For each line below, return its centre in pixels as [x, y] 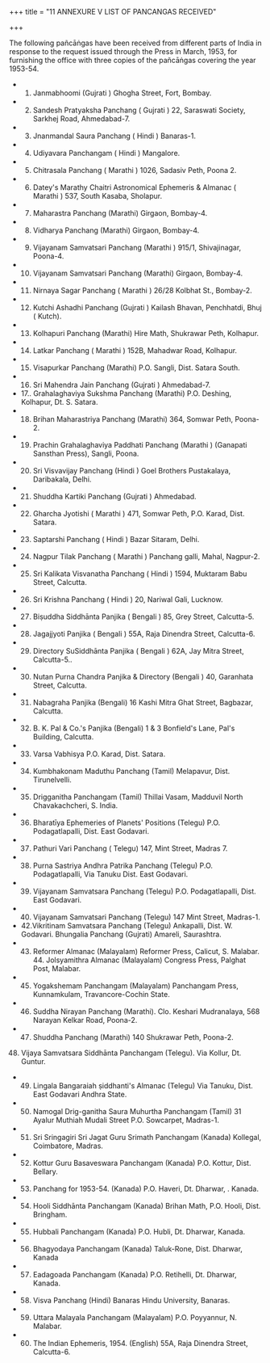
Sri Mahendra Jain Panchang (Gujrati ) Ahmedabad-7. [122, 385]
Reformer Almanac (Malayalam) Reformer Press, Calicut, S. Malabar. [146, 951]
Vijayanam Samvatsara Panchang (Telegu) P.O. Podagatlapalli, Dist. [144, 891]
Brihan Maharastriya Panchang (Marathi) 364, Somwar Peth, [133, 419]
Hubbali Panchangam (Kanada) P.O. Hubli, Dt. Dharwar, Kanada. [139, 1232]
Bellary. [46, 1172]
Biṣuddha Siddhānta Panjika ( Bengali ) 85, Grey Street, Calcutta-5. [143, 616]
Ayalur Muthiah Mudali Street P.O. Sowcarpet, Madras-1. [126, 1120]
